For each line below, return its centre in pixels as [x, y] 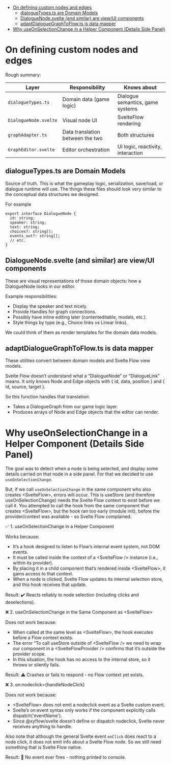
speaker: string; [28, 222]
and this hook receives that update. [50, 584]
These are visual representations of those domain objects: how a [73, 281]
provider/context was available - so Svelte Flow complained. [68, 516]
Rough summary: [23, 75]
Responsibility [87, 87]
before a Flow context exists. [43, 638]
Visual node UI [80, 120]
